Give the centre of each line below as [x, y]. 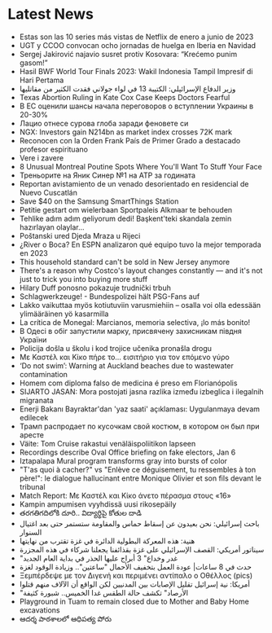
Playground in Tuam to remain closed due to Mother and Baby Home [134, 601]
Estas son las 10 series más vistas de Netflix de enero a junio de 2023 [136, 37]
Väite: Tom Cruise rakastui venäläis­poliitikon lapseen [107, 443]
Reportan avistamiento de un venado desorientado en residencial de [134, 183]
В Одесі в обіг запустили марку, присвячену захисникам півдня [130, 331]
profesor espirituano [54, 149]
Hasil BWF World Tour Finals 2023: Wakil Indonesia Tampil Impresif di [136, 71]
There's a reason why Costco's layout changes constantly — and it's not [141, 270]
